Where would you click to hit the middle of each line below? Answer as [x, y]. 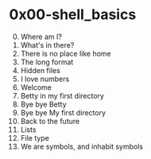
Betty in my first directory [62, 95]
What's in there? [47, 45]
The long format [47, 62]
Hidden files [40, 70]
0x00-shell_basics [73, 15]
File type [35, 138]
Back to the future [50, 121]
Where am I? [41, 37]
